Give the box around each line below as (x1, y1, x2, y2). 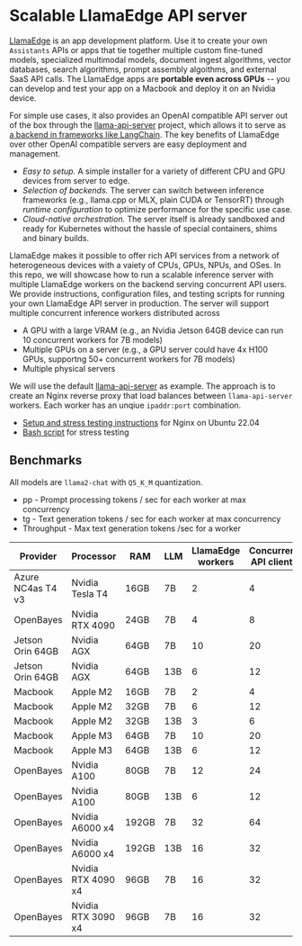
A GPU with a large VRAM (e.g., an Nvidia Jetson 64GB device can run (22, 325, 284, 336)
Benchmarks (9, 453, 83, 468)
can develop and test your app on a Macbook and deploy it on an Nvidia (9, 83, 276, 94)
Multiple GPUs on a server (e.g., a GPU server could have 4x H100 (22, 344, 268, 355)
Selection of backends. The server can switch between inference (22, 185, 265, 195)
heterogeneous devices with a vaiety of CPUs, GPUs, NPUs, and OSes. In (9, 259, 281, 270)
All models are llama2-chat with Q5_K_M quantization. (9, 476, 203, 487)
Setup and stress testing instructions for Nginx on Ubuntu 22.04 (22, 417, 261, 428)
